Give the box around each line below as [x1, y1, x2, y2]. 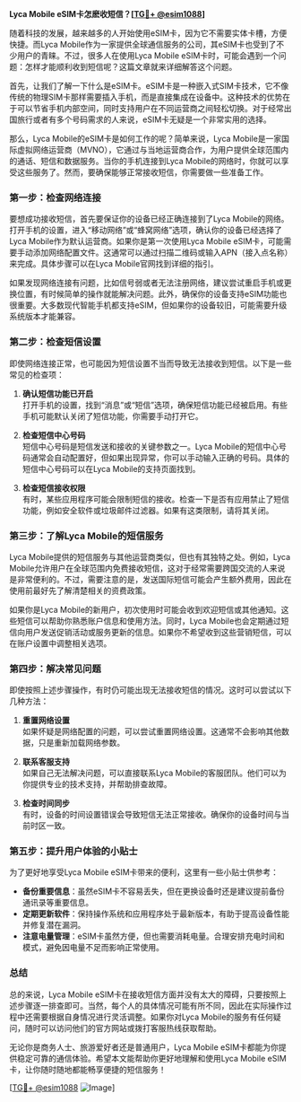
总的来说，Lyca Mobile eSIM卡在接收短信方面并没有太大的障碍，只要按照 [9, 989, 279, 1000]
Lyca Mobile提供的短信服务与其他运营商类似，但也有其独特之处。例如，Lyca [9, 551, 291, 562]
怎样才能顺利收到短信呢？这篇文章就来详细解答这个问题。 [24, 62, 237, 72]
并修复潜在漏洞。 [21, 920, 86, 931]
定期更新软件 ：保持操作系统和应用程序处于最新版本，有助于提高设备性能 [21, 908, 289, 919]
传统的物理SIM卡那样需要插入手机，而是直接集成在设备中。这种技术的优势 [9, 92, 283, 102]
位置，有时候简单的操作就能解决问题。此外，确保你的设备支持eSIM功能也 [16, 289, 288, 300]
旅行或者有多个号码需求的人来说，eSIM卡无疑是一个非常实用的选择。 [16, 114, 271, 125]
